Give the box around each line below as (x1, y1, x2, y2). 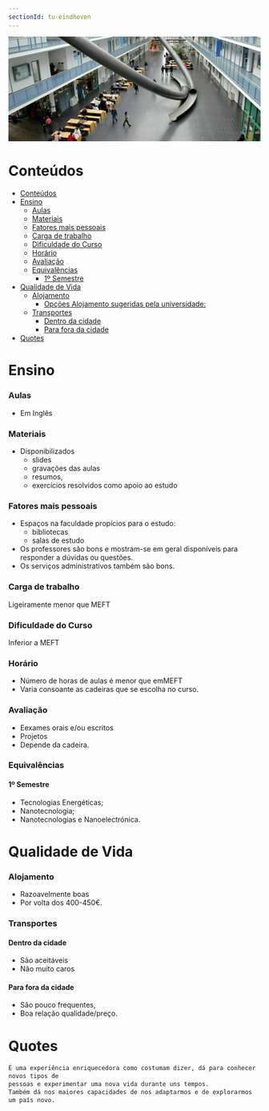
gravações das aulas (31, 463, 101, 473)
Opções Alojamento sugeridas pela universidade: (43, 299, 207, 309)
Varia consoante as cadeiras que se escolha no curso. (19, 685, 199, 694)
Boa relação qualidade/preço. (19, 1008, 118, 1018)
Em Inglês (19, 408, 53, 418)
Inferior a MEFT (8, 637, 60, 647)
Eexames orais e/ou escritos (19, 722, 114, 733)
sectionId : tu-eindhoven (8, 13, 91, 21)
